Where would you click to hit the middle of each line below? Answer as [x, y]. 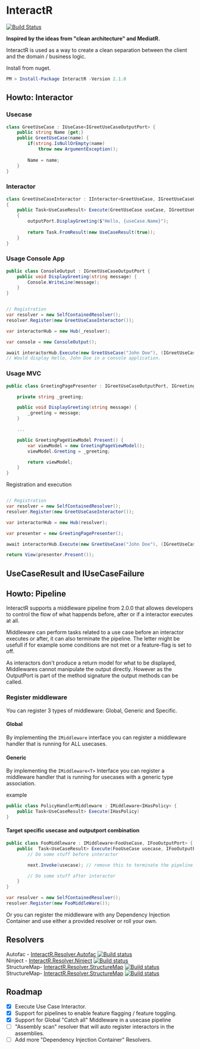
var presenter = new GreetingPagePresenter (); [65, 533]
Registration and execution [39, 485]
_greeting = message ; [54, 413]
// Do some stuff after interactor [72, 876]
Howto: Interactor [40, 98]
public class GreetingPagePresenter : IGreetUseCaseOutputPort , [87, 386]
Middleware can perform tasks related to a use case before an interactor [95, 632]
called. [14, 682]
